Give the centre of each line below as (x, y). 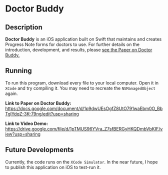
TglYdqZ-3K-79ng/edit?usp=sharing (42, 113)
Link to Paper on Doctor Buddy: (38, 103)
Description (24, 27)
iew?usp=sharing (23, 134)
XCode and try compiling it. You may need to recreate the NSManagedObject (80, 88)
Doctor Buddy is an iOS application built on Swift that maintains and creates (83, 39)
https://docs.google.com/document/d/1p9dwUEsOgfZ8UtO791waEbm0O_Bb (84, 108)
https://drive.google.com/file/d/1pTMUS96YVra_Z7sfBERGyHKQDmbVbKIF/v (84, 128)
